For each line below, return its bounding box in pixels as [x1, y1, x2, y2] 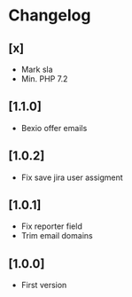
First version [20, 280, 67, 291]
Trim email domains [20, 231, 94, 241]
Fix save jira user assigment [20, 172, 123, 183]
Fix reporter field [20, 221, 83, 231]
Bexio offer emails [20, 122, 88, 133]
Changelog [8, 5, 91, 26]
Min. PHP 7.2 [20, 74, 68, 84]
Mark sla [20, 64, 54, 74]
